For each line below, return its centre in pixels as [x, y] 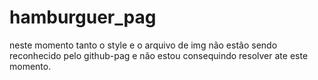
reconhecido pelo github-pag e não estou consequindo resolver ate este [159, 55]
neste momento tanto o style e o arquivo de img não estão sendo [143, 45]
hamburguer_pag [83, 17]
